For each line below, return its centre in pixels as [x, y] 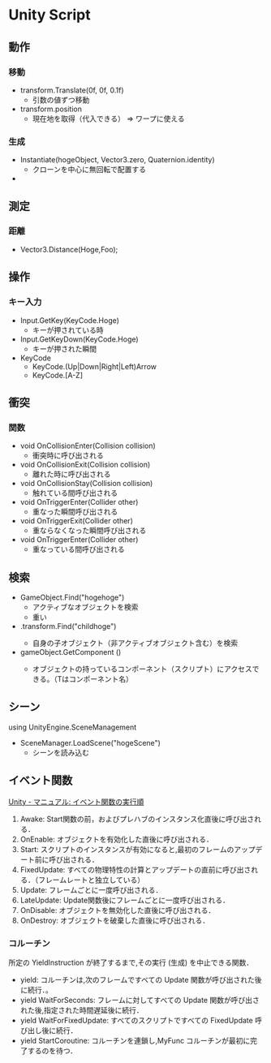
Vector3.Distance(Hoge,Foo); [69, 249]
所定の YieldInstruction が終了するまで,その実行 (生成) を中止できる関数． [131, 962]
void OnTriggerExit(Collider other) [77, 521]
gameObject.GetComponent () [71, 652]
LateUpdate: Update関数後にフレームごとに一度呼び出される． [125, 900]
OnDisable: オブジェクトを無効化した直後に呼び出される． [118, 910]
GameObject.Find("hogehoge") [72, 597]
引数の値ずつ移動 [61, 100]
